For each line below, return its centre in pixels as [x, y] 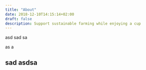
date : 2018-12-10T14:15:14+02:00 [40, 14]
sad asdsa [21, 62]
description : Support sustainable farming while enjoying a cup [73, 23]
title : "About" [21, 10]
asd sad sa [16, 37]
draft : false [19, 19]
